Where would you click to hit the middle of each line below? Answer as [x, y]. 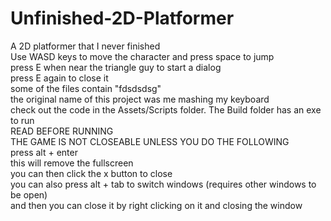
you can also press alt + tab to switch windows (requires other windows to [163, 184]
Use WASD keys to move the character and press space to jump [142, 56]
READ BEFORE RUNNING [62, 131]
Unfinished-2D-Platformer [122, 18]
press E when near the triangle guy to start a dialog [116, 67]
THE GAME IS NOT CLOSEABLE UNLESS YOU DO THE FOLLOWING [150, 141]
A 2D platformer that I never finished [85, 46]
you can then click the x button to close [91, 173]
